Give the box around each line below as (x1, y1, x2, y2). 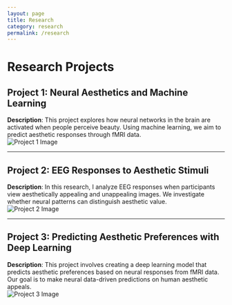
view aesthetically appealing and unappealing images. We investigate (7, 190, 205, 198)
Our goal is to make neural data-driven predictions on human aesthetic (7, 275, 209, 284)
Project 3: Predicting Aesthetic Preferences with (7, 231, 220, 243)
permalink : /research (7, 29, 70, 37)
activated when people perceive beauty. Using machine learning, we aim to (7, 123, 222, 131)
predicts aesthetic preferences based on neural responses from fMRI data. (7, 268, 220, 276)
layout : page (7, 10, 45, 17)
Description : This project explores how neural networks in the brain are (7, 115, 211, 124)
